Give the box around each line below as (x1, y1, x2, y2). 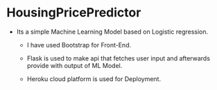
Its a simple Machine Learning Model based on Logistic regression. (16, 27, 209, 36)
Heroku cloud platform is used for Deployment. (26, 74, 161, 83)
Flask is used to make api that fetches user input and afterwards (26, 54, 211, 63)
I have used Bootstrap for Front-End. (26, 41, 132, 49)
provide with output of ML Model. (26, 61, 123, 69)
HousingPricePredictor (6, 5, 141, 21)
